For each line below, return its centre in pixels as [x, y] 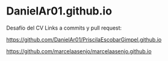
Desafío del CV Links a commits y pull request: [64, 28]
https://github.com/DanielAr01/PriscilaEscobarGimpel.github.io [84, 39]
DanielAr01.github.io [59, 11]
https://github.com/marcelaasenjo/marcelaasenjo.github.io [79, 51]
